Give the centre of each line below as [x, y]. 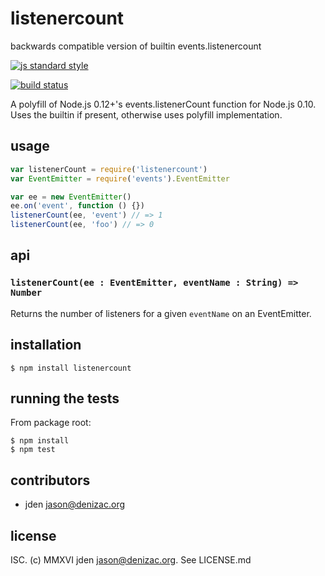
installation [46, 345]
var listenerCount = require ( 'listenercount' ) [109, 169]
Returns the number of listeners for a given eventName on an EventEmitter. [161, 313]
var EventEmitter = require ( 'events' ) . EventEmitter [120, 178]
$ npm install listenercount [71, 368]
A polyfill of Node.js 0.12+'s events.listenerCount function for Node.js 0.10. [163, 104]
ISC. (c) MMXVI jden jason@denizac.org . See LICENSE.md [131, 559]
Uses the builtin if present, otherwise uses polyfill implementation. [146, 114]
